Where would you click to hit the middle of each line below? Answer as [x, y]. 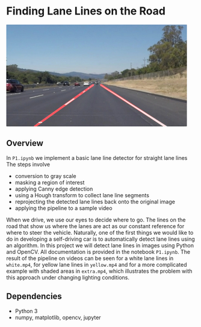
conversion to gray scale [45, 176]
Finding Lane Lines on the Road [86, 11]
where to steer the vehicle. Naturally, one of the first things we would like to [100, 232]
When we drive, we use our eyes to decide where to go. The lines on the [96, 220]
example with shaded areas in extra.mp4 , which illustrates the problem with [99, 271]
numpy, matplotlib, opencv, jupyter [58, 317]
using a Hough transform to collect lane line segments [82, 195]
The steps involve [28, 164]
